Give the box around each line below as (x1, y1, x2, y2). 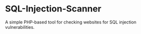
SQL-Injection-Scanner (5, 3, 102, 14)
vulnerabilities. (5, 24, 35, 30)
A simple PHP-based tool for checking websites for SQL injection (5, 19, 137, 25)
